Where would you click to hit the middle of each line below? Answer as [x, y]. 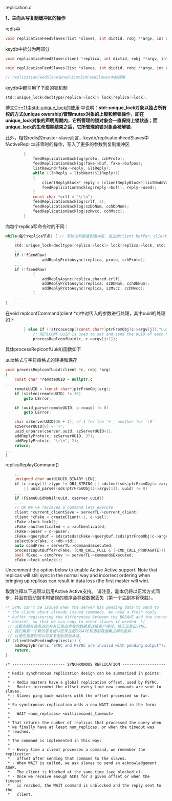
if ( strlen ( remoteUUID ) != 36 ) [48, 394]
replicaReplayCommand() [32, 465]
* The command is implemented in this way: [55, 741]
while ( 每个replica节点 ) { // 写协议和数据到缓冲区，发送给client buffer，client [86, 236]
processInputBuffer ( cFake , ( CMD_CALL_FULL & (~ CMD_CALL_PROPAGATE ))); [91, 550]
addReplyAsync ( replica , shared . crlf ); [82, 279]
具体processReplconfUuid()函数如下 [43, 349]
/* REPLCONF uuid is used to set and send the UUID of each [98, 334]
